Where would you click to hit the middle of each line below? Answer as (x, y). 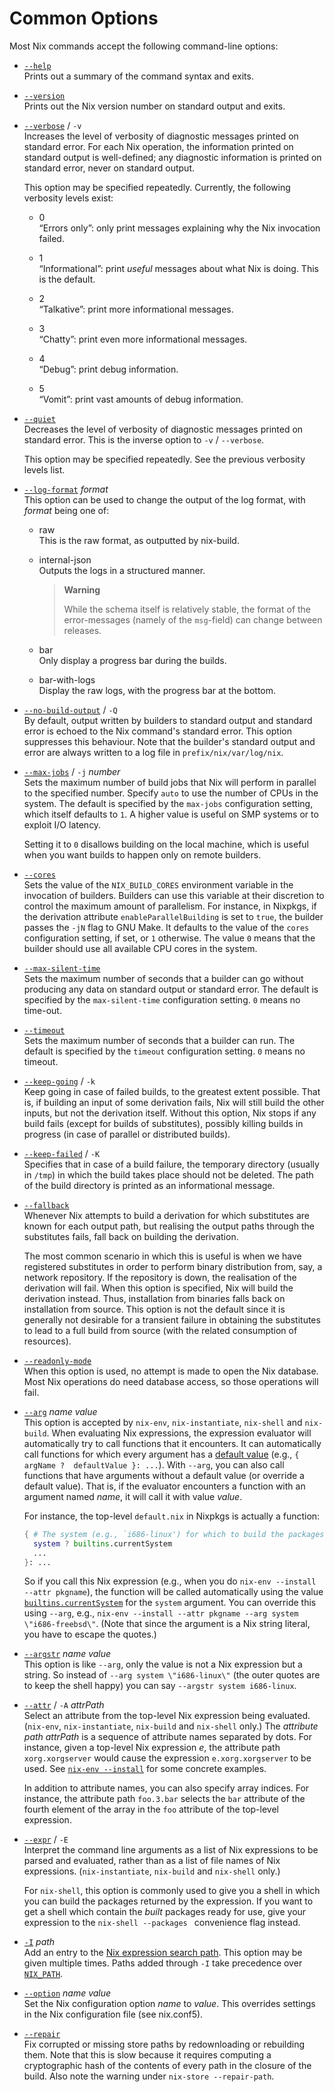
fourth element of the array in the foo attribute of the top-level (151, 1809)
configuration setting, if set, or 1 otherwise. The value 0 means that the (169, 938)
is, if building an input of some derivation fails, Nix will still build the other (174, 1102)
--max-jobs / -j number (72, 771)
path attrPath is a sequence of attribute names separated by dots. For (168, 1737)
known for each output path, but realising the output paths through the (169, 1226)
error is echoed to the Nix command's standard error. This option (157, 731)
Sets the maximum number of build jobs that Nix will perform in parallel (170, 782)
